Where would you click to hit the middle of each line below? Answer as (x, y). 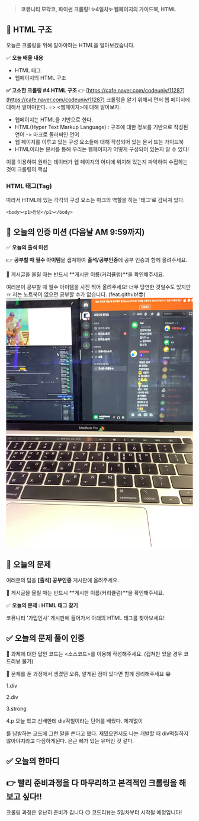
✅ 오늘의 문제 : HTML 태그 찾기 (42, 605)
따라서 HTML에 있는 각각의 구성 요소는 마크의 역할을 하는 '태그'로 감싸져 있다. (96, 200)
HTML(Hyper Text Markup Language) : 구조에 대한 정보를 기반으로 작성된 (101, 127)
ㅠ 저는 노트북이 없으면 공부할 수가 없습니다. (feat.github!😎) (76, 294)
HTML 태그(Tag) (29, 186)
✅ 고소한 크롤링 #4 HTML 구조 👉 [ (47, 90)
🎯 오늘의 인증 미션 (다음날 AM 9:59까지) (76, 232)
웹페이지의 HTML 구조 (40, 78)
